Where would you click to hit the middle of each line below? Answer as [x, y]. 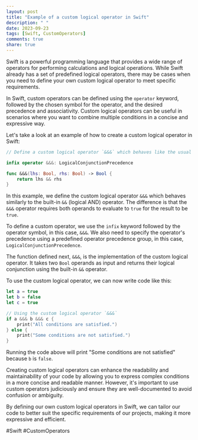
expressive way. [26, 123]
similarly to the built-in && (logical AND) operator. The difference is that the [97, 202]
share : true [21, 45]
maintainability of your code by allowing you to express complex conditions [98, 377]
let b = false [24, 297]
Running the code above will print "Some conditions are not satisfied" [91, 352]
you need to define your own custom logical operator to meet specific [91, 80]
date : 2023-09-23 [27, 28]
